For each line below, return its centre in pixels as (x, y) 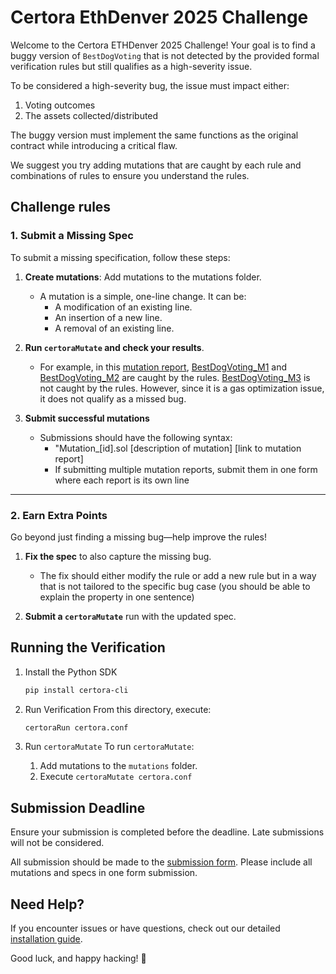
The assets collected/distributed (91, 115)
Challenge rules (61, 207)
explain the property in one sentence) (117, 597)
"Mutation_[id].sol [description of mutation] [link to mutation (178, 448)
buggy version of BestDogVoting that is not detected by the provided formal (165, 55)
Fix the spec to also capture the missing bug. (118, 556)
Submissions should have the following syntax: (136, 437)
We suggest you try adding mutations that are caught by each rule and (156, 165)
